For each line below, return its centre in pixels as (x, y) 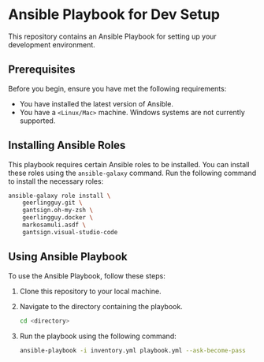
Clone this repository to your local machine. (90, 291)
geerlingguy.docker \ (58, 218)
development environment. (52, 44)
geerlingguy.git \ (52, 203)
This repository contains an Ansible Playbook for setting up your (112, 36)
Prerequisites (42, 70)
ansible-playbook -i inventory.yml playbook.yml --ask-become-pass (132, 350)
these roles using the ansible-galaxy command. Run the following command (132, 173)
